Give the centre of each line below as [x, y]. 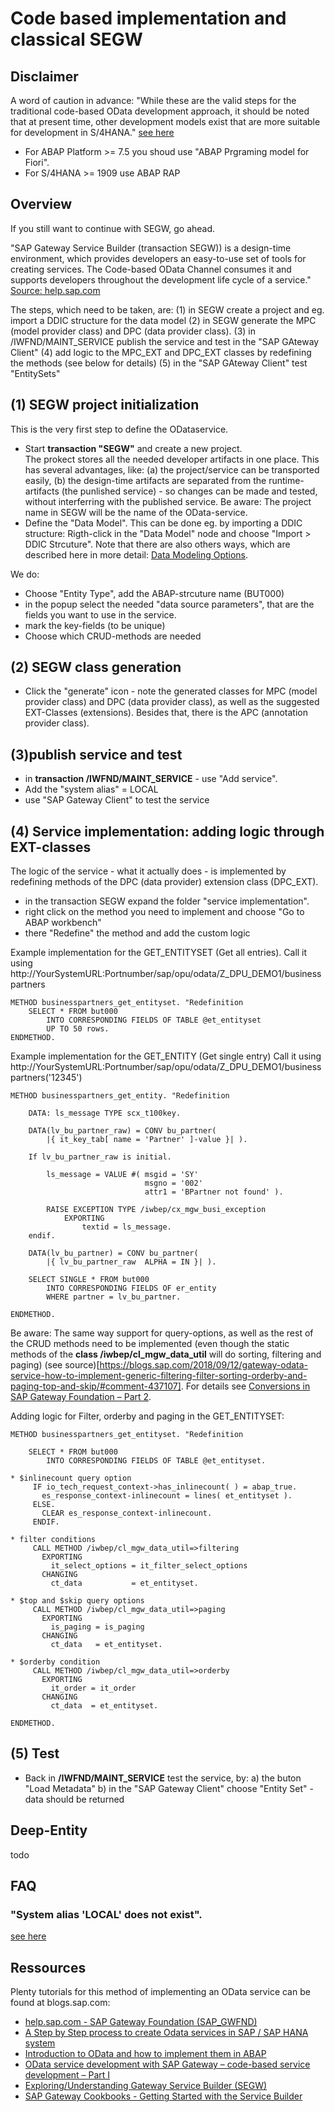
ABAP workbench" [63, 923]
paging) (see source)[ [55, 1365]
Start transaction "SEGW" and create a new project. [133, 448]
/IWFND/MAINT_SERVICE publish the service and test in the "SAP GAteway [165, 341]
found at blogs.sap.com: [60, 2003]
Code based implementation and [148, 18]
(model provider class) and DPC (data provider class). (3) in [133, 331]
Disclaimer [44, 76]
